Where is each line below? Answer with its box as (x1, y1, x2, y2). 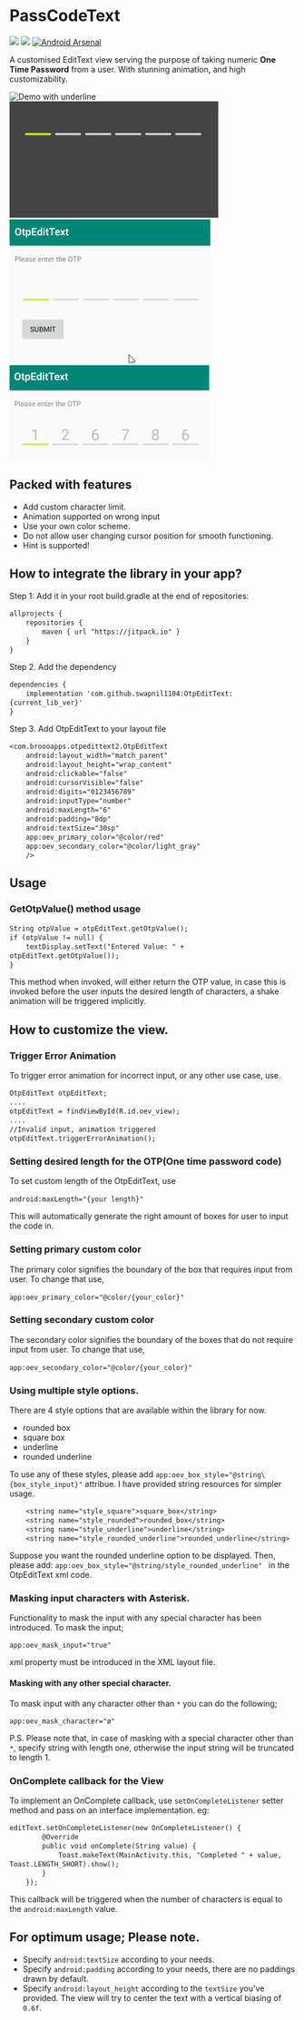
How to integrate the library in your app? (9, 567, 242, 582)
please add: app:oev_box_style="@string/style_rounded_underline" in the (9, 1560, 290, 1571)
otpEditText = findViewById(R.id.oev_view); (9, 1107, 181, 1116)
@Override (42, 1832, 79, 1841)
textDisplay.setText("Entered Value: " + (25, 942, 184, 951)
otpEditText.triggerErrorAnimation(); (9, 1134, 156, 1143)
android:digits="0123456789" (25, 787, 136, 796)
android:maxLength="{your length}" (9, 1195, 144, 1204)
